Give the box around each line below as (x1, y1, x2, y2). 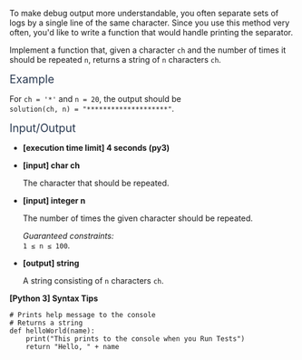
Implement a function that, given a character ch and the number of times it (9, 45, 287, 55)
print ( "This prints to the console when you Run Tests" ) (25, 335, 246, 344)
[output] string (22, 258, 80, 268)
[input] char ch (22, 160, 80, 171)
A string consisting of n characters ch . (22, 275, 165, 285)
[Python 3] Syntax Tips (9, 293, 99, 304)
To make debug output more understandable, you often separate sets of (9, 8, 279, 18)
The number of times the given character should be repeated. (22, 213, 254, 224)
